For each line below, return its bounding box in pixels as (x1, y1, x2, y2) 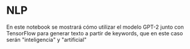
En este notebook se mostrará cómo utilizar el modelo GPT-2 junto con (6, 23, 184, 30)
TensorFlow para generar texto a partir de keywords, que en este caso (6, 29, 183, 36)
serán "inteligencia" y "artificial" (6, 36, 87, 43)
